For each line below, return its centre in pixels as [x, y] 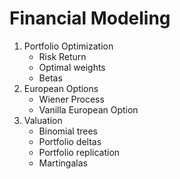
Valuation [43, 120]
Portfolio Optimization [68, 46]
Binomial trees [68, 131]
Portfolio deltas [70, 141]
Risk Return [62, 56]
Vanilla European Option [88, 109]
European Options [61, 88]
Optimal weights [72, 67]
